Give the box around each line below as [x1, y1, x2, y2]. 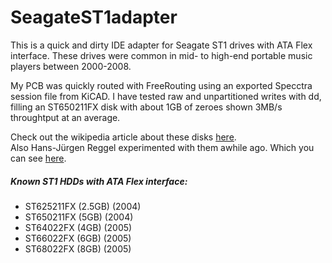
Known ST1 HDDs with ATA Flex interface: [10, 175, 188, 187]
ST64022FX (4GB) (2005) [24, 221, 133, 233]
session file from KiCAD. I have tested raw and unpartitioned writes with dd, [10, 90, 322, 102]
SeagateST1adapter [10, 6, 178, 29]
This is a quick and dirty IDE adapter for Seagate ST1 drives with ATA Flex [10, 39, 313, 51]
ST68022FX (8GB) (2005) [24, 242, 132, 255]
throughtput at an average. [10, 111, 121, 123]
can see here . [10, 152, 67, 164]
